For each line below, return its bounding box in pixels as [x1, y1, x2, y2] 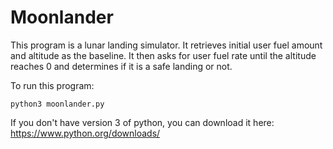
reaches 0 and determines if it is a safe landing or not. [10, 60, 233, 72]
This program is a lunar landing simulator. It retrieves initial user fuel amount [10, 39, 323, 51]
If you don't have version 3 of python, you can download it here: [10, 116, 275, 128]
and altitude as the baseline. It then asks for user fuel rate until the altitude [10, 49, 317, 61]
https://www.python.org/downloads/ [10, 127, 161, 139]
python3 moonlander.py [10, 99, 105, 109]
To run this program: [10, 79, 95, 91]
